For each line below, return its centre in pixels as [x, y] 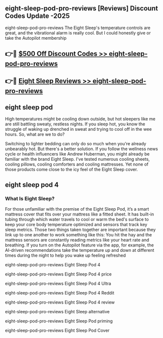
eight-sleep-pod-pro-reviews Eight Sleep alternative [57, 312]
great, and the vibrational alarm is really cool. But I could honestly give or [78, 33]
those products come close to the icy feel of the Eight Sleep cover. [72, 169]
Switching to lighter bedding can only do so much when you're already [76, 144]
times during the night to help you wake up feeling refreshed [65, 255]
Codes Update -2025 [37, 16]
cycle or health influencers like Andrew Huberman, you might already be [77, 154]
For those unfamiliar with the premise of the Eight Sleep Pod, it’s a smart [77, 209]
